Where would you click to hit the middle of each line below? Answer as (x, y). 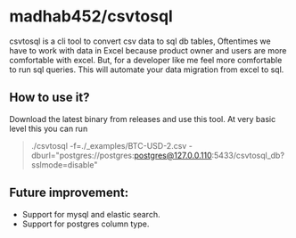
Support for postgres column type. (86, 224)
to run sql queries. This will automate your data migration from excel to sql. (147, 70)
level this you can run (49, 128)
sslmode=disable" (64, 164)
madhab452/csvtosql (91, 16)
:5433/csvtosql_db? (248, 155)
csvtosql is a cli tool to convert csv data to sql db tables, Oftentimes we (140, 41)
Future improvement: (69, 193)
